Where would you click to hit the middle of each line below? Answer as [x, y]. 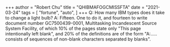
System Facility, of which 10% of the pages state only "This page [73, 28]
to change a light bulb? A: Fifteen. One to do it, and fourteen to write [76, 18]
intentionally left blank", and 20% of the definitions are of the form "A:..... [81, 34]
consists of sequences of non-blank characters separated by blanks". [78, 39]
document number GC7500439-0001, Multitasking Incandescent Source [81, 23]
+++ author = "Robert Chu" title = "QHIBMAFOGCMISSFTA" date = [75, 7]
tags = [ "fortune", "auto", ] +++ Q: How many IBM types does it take [93, 12]
